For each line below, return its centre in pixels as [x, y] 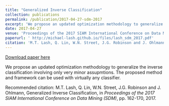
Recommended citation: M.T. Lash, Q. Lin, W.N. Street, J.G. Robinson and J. [83, 87]
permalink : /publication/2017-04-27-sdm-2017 [54, 19]
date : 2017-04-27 [23, 29]
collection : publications [32, 15]
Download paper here [28, 57]
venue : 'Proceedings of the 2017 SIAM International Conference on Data [83, 33]
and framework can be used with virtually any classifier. [63, 77]
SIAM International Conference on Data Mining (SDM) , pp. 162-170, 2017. [81, 98]
